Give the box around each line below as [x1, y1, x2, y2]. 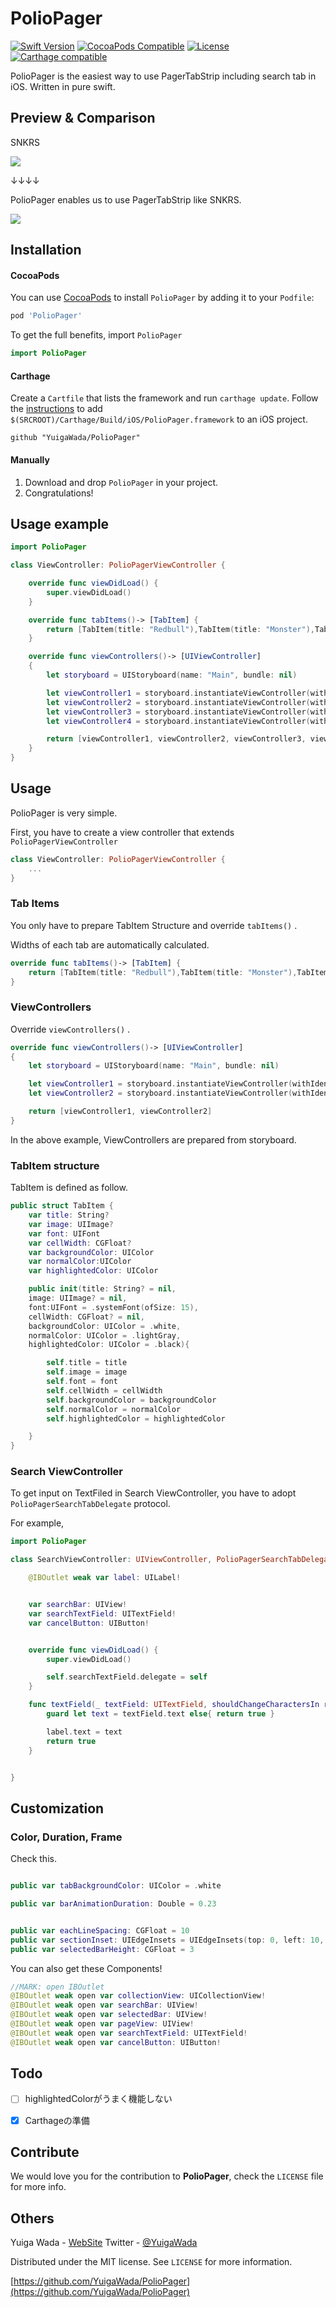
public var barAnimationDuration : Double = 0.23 [10, 1899, 217, 1909]
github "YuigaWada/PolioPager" [10, 433, 141, 443]
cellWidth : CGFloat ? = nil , [28, 1312, 145, 1322]
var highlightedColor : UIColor [28, 1266, 159, 1276]
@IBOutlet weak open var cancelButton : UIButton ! [10, 2037, 222, 2047]
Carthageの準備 [24, 2114, 90, 2126]
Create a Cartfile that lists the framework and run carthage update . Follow [10, 392, 319, 404]
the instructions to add [10, 403, 103, 415]
